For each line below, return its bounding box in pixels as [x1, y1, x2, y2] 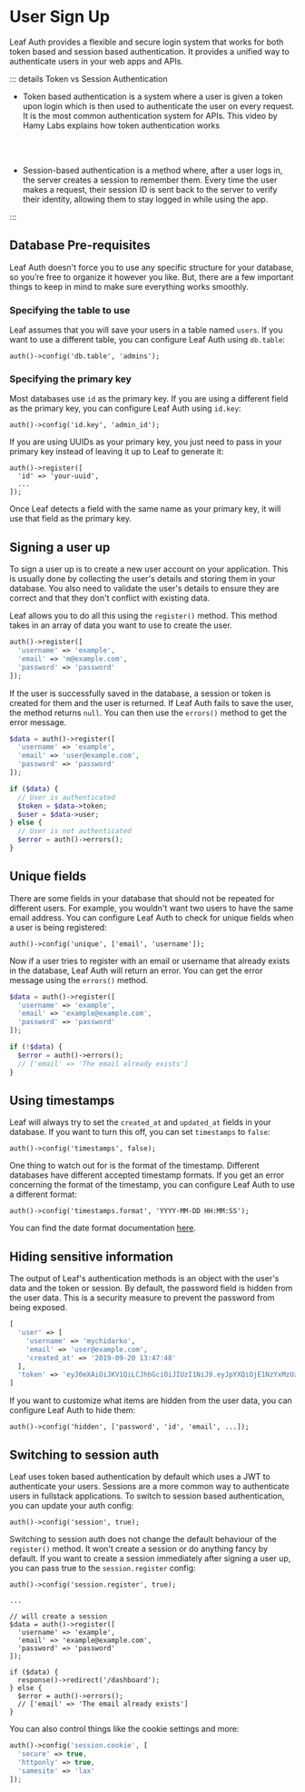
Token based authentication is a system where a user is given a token [22, 91, 283, 102]
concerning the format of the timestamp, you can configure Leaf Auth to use [9, 1180, 295, 1190]
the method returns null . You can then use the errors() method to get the [9, 707, 288, 718]
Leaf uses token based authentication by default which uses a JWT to [9, 1471, 271, 1482]
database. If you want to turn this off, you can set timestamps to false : [9, 1127, 271, 1138]
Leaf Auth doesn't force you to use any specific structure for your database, [9, 262, 294, 273]
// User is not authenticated [17, 827, 132, 836]
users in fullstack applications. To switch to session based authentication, [9, 1490, 285, 1501]
